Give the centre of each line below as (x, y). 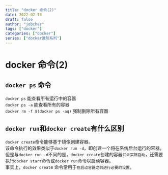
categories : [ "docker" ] (31, 33)
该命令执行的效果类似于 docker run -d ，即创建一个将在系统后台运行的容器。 (85, 148)
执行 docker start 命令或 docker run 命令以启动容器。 (59, 161)
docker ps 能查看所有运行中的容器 (41, 98)
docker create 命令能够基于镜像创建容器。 (49, 142)
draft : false (19, 19)
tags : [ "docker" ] (24, 29)
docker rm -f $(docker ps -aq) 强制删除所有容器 (57, 111)
